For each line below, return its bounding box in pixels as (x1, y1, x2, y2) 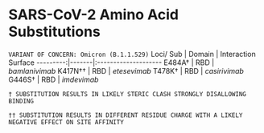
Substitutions (8, 22, 101, 41)
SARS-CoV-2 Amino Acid (8, 6, 179, 24)
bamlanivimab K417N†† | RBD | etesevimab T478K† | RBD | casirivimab (8, 66, 244, 75)
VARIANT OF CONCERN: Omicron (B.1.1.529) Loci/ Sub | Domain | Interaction (8, 49, 256, 58)
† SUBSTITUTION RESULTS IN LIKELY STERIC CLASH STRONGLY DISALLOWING (8, 90, 247, 98)
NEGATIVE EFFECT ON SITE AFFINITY (8, 118, 125, 126)
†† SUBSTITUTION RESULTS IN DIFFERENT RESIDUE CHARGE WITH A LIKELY (8, 111, 243, 119)
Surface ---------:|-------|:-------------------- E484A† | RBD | (8, 58, 215, 67)
